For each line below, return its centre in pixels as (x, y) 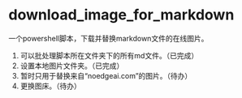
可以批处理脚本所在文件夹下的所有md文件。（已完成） (109, 55)
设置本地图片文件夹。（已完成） (72, 66)
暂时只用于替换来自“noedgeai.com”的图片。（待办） (106, 75)
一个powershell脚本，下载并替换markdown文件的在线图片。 (108, 38)
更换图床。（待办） (50, 86)
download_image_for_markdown (121, 15)
